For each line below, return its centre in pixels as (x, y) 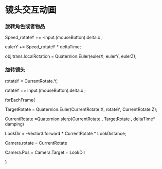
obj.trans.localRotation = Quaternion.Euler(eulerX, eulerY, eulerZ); (71, 56)
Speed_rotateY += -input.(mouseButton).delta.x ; (54, 38)
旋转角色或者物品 (25, 26)
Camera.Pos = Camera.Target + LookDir (45, 152)
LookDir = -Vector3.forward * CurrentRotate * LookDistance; (66, 133)
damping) (15, 124)
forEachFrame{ (20, 100)
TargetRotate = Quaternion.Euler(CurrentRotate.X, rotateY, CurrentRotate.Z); (81, 109)
